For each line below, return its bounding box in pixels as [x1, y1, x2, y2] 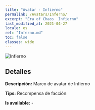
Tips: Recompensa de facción [5, 90, 67, 96]
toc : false [5, 35, 28, 40]
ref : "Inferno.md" [5, 30, 43, 35]
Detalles [5, 67, 31, 76]
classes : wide [5, 40, 35, 45]
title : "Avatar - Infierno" [5, 7, 63, 12]
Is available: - [5, 100, 34, 106]
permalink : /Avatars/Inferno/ [5, 12, 68, 17]
